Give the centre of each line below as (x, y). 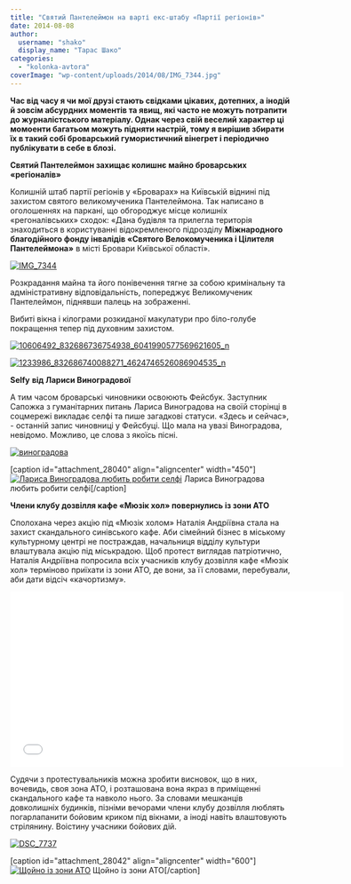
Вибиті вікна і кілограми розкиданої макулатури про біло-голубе (133, 319)
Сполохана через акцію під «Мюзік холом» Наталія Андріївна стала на (145, 522)
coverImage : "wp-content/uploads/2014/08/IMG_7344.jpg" (116, 76)
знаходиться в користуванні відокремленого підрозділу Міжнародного (147, 229)
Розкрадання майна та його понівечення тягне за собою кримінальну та (148, 283)
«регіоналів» (36, 174)
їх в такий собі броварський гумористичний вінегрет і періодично (140, 138)
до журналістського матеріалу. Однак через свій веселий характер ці (148, 119)
